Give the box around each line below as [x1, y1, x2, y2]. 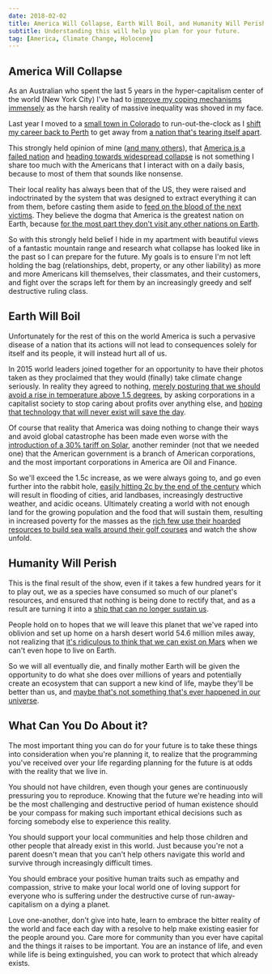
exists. [8, 958, 31, 968]
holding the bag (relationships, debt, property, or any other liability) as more [8, 261, 261, 270]
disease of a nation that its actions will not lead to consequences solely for [8, 339, 257, 349]
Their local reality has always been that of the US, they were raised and [8, 185, 247, 194]
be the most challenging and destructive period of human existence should [8, 799, 259, 809]
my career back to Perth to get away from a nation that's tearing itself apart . [8, 127, 262, 138]
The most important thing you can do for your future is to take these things [8, 740, 257, 750]
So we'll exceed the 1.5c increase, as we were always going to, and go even [8, 473, 261, 483]
